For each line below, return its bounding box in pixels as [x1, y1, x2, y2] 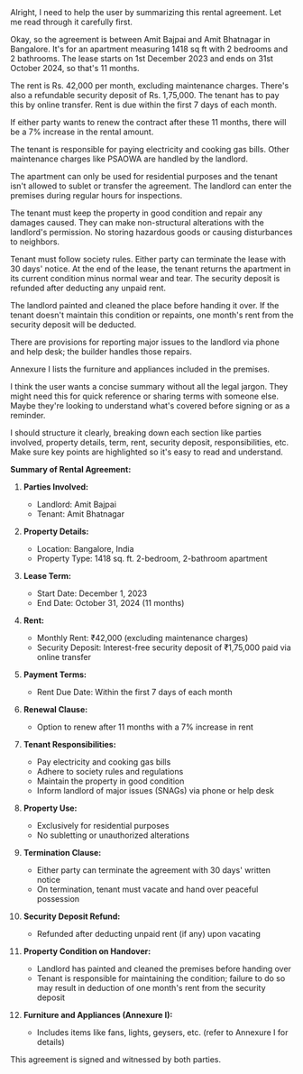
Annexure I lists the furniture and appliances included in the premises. [10, 363, 270, 374]
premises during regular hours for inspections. [10, 190, 183, 200]
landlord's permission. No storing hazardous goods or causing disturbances [10, 227, 293, 237]
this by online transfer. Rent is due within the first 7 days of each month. [10, 99, 278, 110]
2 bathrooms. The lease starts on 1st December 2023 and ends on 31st [10, 53, 274, 64]
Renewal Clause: [23, 704, 88, 714]
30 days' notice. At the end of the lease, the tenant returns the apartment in [10, 263, 291, 274]
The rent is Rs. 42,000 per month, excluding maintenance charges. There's [10, 80, 289, 91]
